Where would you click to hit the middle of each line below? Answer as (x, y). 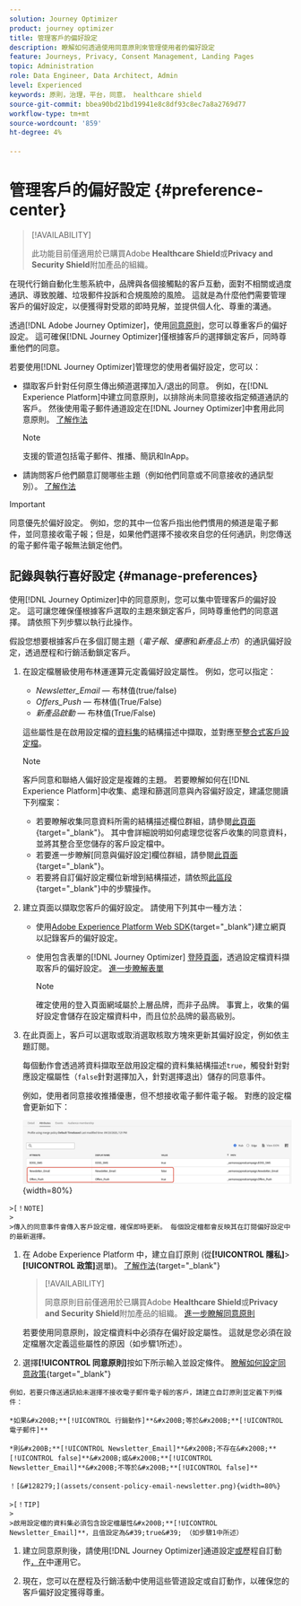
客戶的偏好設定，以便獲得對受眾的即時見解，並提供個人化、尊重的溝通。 (142, 306)
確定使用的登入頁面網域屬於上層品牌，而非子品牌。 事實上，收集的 (159, 1005)
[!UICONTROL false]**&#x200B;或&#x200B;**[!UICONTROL (111, 1459)
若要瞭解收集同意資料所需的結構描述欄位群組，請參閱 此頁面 (146, 821)
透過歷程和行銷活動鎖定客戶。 (80, 652)
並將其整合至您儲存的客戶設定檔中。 (103, 843)
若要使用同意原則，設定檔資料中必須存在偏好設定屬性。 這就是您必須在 (153, 1332)
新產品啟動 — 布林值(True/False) (96, 713)
